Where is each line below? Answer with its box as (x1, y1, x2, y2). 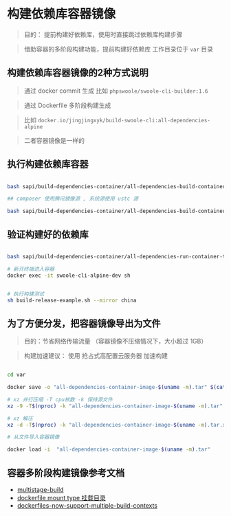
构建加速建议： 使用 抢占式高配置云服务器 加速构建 (23, 352, 168, 360)
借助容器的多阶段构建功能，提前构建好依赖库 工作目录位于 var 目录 (23, 45, 214, 53)
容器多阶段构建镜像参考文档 (7, 467, 125, 478)
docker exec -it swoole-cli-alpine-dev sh (7, 272, 131, 279)
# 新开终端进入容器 (7, 265, 55, 272)
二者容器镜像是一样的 (23, 136, 85, 144)
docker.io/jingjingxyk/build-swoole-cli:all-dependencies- (37, 117, 211, 124)
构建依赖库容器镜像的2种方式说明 (7, 67, 149, 79)
